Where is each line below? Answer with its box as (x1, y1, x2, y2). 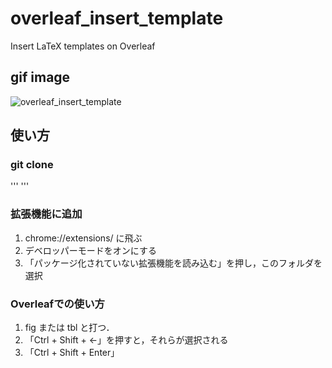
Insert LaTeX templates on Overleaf (10, 40, 156, 52)
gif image (10, 69, 71, 86)
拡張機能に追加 (10, 207, 83, 221)
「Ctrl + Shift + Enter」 (24, 347, 120, 359)
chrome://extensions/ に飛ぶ (24, 232, 143, 244)
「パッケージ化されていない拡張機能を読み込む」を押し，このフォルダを (24, 257, 323, 269)
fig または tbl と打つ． (24, 322, 115, 334)
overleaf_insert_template (10, 7, 224, 30)
